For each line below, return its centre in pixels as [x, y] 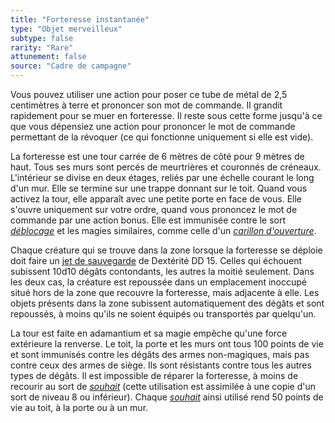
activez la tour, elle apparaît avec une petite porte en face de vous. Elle [156, 199]
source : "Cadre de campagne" [71, 66]
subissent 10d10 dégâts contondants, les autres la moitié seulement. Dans [162, 271]
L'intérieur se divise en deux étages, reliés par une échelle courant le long [162, 177]
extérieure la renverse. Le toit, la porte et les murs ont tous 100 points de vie [167, 344]
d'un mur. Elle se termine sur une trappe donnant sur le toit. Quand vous [159, 188]
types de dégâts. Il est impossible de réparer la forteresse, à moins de [154, 375]
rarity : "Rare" [42, 47]
